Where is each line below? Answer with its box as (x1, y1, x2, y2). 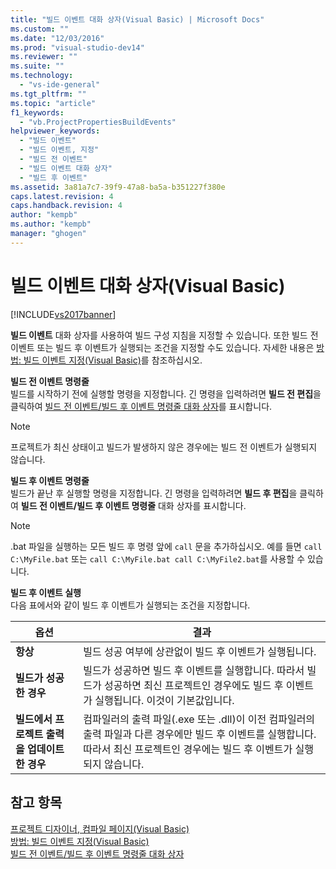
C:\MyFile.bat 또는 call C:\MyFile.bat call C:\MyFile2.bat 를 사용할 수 (10, 552, 306, 565)
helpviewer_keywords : (10, 126, 101, 136)
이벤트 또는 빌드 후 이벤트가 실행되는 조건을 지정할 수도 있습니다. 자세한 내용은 (10, 341, 315, 353)
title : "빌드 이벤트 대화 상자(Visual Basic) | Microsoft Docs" (10, 14, 265, 25)
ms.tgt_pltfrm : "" (10, 89, 87, 99)
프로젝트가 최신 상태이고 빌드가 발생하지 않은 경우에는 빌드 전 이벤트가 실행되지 (10, 441, 318, 453)
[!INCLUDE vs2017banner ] (10, 308, 117, 320)
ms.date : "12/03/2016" (10, 33, 105, 43)
